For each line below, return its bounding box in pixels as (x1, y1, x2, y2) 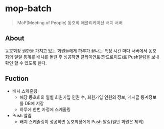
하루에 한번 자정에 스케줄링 (19, 106, 71, 112)
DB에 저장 (24, 100, 44, 106)
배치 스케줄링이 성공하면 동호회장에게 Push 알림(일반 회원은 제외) (19, 118, 144, 125)
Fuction (5, 74, 29, 83)
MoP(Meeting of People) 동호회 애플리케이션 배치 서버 (17, 20, 123, 25)
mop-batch (5, 3, 52, 14)
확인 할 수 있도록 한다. (5, 60, 47, 66)
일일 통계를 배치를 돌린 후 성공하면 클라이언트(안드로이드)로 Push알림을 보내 (14, 54, 160, 60)
